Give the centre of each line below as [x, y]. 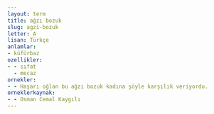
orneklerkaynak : [31, 93]
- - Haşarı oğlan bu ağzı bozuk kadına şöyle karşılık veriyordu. [108, 86]
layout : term [27, 14]
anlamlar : [22, 47]
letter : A [22, 34]
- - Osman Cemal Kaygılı [44, 100]
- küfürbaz [23, 54]
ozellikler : [25, 60]
